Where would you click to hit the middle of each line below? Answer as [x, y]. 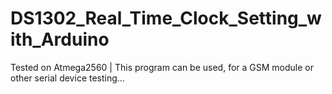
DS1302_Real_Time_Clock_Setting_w [166, 18]
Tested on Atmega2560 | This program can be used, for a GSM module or [162, 67]
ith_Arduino [60, 39]
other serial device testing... [67, 78]
